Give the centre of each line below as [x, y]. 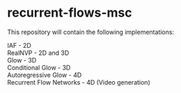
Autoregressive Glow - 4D [45, 75]
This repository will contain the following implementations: [91, 32]
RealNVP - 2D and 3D [38, 53]
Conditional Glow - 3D [39, 67]
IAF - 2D [19, 45]
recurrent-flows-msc [70, 13]
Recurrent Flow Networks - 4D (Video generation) [79, 82]
